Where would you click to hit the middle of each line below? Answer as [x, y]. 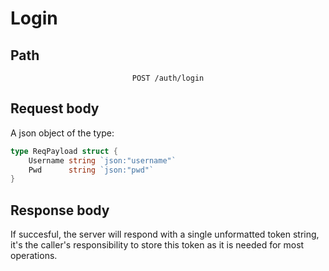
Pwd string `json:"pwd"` [91, 170]
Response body [60, 210]
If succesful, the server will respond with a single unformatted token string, [165, 234]
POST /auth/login [168, 78]
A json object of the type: [62, 133]
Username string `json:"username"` [102, 160]
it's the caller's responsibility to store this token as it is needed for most [157, 245]
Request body [55, 108]
